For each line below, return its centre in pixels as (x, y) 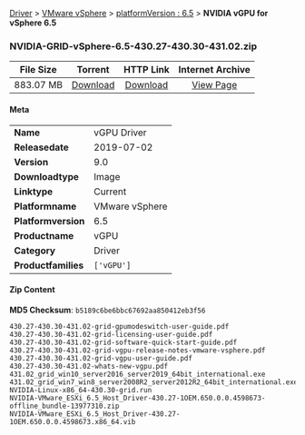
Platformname (45, 206)
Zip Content (33, 290)
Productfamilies (49, 265)
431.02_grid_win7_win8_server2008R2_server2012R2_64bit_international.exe (154, 382)
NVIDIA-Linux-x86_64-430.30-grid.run (81, 390)
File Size (38, 70)
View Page (215, 85)
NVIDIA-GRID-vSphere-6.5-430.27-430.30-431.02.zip (133, 46)
